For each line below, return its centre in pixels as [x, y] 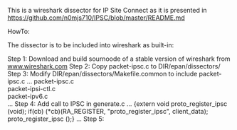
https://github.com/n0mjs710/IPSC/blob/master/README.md [96, 18]
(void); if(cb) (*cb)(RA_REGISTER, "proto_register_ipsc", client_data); [108, 111]
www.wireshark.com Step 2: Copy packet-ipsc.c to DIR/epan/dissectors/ [114, 66]
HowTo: [19, 31]
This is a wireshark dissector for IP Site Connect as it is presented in [107, 10]
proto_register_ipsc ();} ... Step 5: [56, 119]
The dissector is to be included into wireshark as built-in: [91, 45]
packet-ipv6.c [28, 96]
